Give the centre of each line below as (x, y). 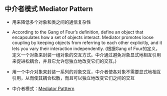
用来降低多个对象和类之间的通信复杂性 (51, 22)
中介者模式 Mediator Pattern (49, 9)
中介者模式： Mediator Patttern (43, 88)
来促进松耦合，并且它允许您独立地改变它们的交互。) (64, 61)
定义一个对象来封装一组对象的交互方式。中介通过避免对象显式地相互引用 (86, 54)
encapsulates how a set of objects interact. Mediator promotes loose (83, 37)
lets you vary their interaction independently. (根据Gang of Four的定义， (86, 48)
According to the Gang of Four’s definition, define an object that (77, 32)
